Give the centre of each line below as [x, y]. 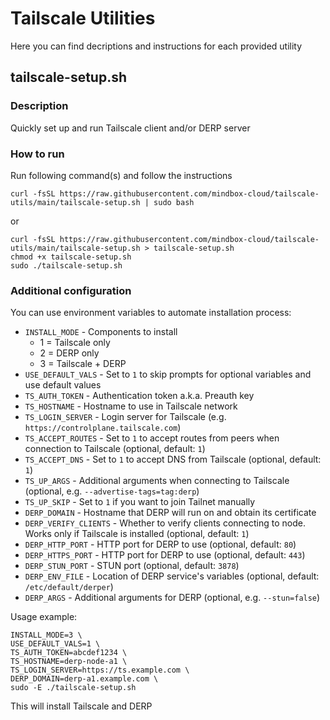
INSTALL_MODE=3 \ [46, 635]
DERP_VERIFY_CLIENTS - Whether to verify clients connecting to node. [165, 523]
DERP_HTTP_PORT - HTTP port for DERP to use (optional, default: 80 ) [160, 544]
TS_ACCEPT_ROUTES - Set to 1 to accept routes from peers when [152, 438]
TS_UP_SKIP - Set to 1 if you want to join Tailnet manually [140, 502]
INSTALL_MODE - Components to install [101, 332]
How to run [37, 154]
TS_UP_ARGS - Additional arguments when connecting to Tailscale [157, 481]
